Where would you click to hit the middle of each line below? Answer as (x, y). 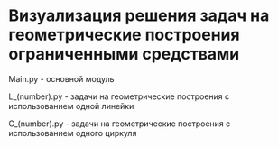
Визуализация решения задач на (139, 16)
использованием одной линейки (71, 106)
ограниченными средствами (124, 54)
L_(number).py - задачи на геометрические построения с (119, 96)
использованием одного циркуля (73, 133)
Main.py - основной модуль (61, 78)
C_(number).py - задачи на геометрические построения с (120, 124)
